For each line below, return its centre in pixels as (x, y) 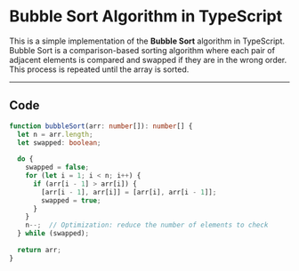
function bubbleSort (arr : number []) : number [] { (101, 126)
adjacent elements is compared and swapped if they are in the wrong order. (148, 60)
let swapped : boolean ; (59, 143)
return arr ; (40, 250)
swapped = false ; (57, 167)
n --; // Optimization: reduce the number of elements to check (147, 225)
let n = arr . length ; (55, 134)
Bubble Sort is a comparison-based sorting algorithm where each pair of (142, 50)
